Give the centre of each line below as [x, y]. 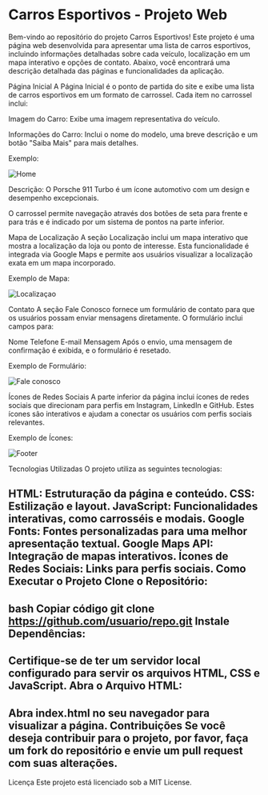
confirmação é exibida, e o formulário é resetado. [90, 350]
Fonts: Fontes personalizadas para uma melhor [128, 531]
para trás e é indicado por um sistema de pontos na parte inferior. [116, 222]
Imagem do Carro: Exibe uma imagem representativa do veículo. [114, 118]
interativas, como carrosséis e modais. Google [127, 519]
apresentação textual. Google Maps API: [111, 544]
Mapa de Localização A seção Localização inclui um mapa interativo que [128, 237]
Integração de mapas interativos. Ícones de [118, 556]
